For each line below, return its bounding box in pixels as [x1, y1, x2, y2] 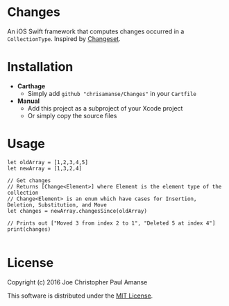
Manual [17, 97, 40, 105]
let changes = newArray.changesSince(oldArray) [7, 207, 148, 214]
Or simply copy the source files [27, 111, 117, 120]
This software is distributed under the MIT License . [7, 291, 153, 300]
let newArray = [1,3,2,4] [7, 165, 82, 172]
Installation [7, 59, 74, 75]
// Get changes [7, 177, 51, 184]
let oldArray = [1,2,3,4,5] [7, 159, 89, 166]
